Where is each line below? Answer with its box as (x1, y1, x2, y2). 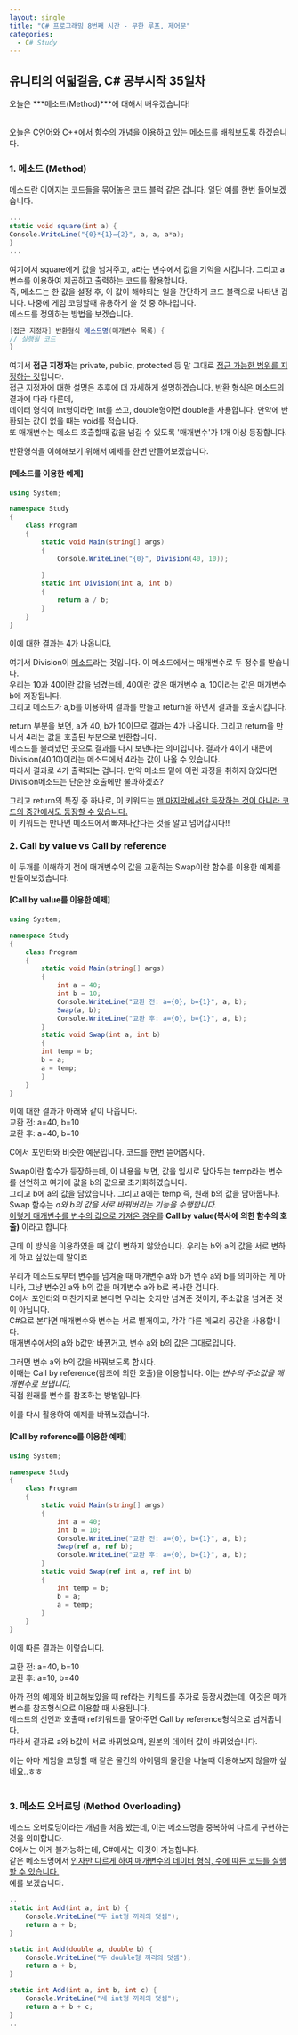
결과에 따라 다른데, (9, 393, 74, 404)
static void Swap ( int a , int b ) (41, 1031, 162, 1040)
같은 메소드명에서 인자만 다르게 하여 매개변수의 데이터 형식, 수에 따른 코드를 (9, 1856, 270, 1866)
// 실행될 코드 (9, 334, 56, 343)
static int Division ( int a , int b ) (41, 579, 173, 589)
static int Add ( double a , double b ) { (9, 1945, 153, 1954)
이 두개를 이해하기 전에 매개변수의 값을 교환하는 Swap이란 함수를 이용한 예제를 (9, 861, 282, 872)
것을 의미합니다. (9, 1833, 65, 1844)
